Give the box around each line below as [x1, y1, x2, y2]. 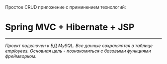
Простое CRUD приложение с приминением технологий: [5, 4, 126, 10]
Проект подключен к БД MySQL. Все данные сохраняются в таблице [5, 42, 153, 49]
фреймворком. [5, 53, 37, 59]
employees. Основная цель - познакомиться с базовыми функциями [5, 48, 151, 54]
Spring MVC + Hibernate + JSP [5, 22, 135, 33]
